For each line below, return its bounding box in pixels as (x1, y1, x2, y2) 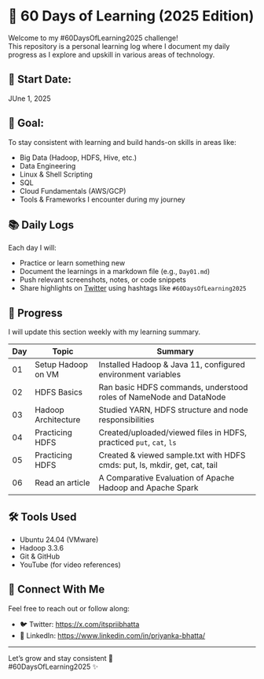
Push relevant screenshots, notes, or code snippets (19, 275, 186, 284)
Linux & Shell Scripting (19, 169, 93, 179)
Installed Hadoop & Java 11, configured (98, 359, 245, 370)
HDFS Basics (35, 387, 83, 398)
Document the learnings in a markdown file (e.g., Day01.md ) (19, 267, 211, 276)
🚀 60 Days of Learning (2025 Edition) (8, 7, 255, 25)
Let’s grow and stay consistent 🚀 (8, 653, 114, 662)
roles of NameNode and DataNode (98, 391, 226, 403)
